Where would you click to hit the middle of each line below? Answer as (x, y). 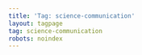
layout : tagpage (35, 23)
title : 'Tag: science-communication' (72, 16)
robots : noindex (35, 38)
